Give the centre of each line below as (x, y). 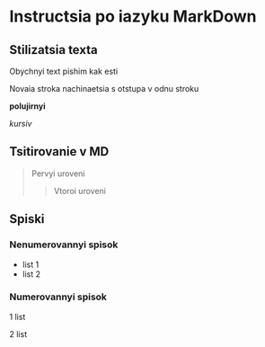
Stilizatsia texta (53, 50)
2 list (18, 334)
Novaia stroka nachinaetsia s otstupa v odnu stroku (104, 89)
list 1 (31, 264)
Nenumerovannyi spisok (64, 245)
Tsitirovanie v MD (59, 151)
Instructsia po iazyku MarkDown (133, 17)
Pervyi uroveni (58, 173)
